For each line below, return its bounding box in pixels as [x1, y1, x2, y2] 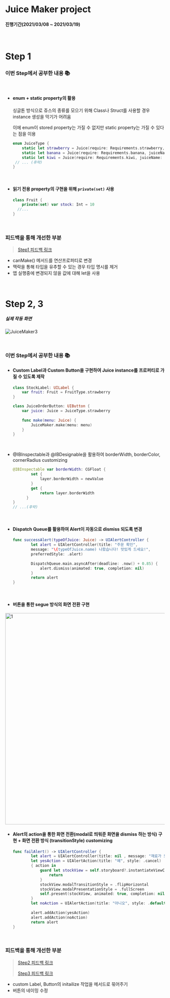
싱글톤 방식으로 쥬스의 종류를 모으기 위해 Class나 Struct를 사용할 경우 [12, 107, 150, 113]
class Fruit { [12, 197, 42, 203]
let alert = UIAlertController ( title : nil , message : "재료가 [31, 854, 162, 859]
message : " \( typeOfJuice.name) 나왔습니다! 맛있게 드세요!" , [31, 547, 151, 552]
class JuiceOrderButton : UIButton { [12, 404, 90, 409]
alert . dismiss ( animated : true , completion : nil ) [39, 566, 145, 571]
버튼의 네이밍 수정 [12, 987, 48, 993]
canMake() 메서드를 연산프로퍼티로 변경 [12, 257, 92, 264]
